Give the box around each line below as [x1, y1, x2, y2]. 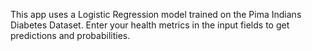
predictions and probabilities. [10, 30, 131, 41]
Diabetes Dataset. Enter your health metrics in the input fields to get [10, 19, 290, 31]
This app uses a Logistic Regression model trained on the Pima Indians [10, 9, 302, 20]
